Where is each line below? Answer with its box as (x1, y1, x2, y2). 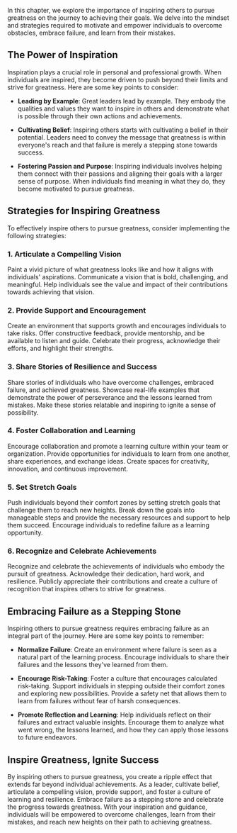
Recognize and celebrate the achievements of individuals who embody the (7, 562, 225, 571)
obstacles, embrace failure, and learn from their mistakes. (7, 28, 175, 37)
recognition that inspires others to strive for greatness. (7, 585, 166, 593)
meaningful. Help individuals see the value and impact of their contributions (7, 280, 229, 289)
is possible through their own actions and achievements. (17, 111, 183, 120)
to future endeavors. (17, 733, 78, 742)
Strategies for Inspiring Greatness (7, 205, 161, 217)
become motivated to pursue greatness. (17, 184, 134, 193)
